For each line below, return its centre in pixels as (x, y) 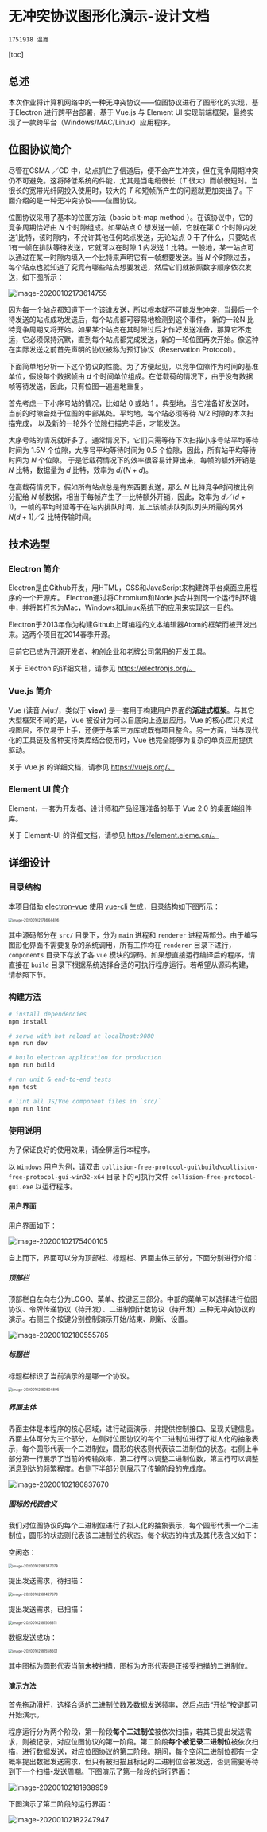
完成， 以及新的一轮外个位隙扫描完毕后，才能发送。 (99, 423)
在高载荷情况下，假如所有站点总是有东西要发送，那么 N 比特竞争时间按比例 (131, 486)
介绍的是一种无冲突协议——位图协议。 (77, 200)
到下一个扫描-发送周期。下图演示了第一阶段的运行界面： (101, 1771)
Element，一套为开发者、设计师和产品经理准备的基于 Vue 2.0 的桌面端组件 (130, 808)
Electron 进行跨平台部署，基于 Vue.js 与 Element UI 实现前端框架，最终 (131, 112)
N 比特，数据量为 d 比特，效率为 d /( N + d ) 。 (81, 470)
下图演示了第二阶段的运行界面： (60, 1804)
